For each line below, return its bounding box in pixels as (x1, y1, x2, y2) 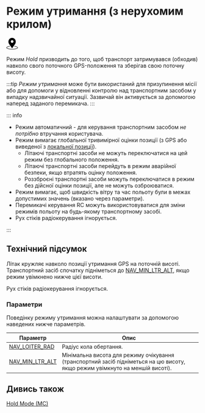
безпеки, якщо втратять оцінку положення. (24, 169, 137, 176)
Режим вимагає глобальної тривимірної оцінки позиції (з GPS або (15, 136, 187, 144)
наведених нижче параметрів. (6, 321, 86, 328)
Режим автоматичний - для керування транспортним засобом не (15, 123, 187, 131)
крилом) (6, 17, 52, 31)
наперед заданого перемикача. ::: (6, 100, 95, 107)
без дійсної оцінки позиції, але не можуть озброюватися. (24, 181, 174, 189)
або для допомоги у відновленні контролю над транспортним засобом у (6, 87, 196, 94)
